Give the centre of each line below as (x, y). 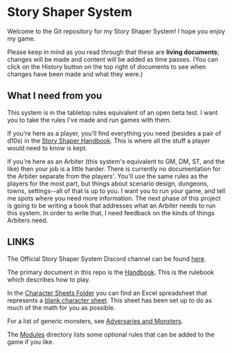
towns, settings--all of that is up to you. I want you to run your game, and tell (116, 190)
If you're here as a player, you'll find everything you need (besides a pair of (114, 133)
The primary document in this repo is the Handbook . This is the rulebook (111, 272)
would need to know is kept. (47, 148)
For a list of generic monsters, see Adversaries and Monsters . (95, 321)
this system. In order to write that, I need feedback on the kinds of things (111, 212)
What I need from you (55, 96)
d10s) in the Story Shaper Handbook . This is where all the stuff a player (109, 141)
